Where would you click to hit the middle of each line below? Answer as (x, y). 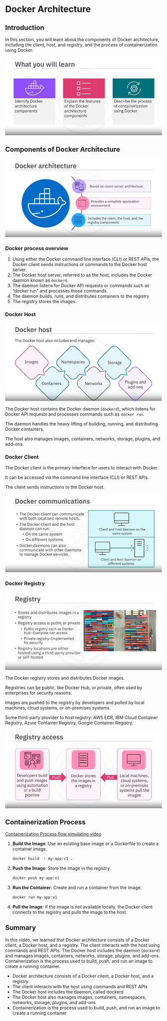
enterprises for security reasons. (39, 693)
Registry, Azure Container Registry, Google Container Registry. (69, 723)
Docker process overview (37, 248)
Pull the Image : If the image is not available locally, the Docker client (82, 907)
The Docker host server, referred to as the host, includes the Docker (82, 275)
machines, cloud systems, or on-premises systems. (58, 708)
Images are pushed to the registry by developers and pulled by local (75, 703)
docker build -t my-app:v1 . (42, 859)
